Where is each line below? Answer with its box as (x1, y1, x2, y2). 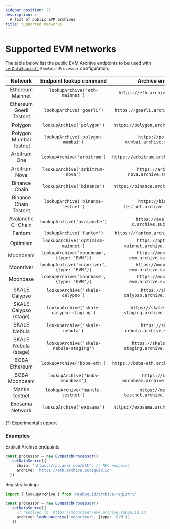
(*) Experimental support (5, 420, 57, 426)
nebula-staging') (53, 345, 95, 351)
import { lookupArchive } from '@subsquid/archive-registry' (5, 492, 137, 497)
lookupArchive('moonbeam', (41, 250, 106, 256)
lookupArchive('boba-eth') (41, 360, 106, 367)
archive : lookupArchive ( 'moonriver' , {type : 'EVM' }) (16, 515, 130, 520)
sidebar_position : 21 (5, 7, 51, 13)
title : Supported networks (5, 21, 62, 27)
